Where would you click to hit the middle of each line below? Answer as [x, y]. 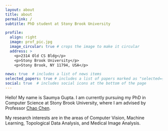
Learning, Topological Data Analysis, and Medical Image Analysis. [73, 123]
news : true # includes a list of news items [53, 74]
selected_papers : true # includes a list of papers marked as [71, 79]
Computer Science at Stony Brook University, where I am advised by [75, 103]
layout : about [20, 10]
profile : [14, 33]
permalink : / [19, 19]
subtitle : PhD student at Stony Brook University [58, 24]
